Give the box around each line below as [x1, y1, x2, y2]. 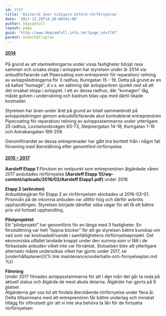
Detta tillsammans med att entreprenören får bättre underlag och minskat [5, 295, 155, 301]
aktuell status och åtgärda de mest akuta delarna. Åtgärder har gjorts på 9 [5, 279, 156, 285]
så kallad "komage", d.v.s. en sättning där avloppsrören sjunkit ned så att [5, 82, 154, 88]
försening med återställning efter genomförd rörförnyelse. [5, 144, 123, 150]
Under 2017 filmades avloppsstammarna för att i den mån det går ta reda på [5, 273, 160, 280]
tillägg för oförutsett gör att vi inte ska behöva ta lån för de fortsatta [5, 300, 143, 306]
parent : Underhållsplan [5, 35, 55, 40]
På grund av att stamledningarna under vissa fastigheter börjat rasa [5, 61, 143, 67]
